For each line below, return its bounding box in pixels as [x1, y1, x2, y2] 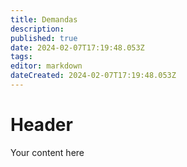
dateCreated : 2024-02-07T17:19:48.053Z [10, 71, 177, 81]
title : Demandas [10, 14, 78, 25]
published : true [10, 33, 78, 43]
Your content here [10, 146, 85, 158]
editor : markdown [10, 61, 83, 71]
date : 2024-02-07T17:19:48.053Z [10, 42, 145, 53]
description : [10, 24, 65, 34]
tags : [10, 52, 33, 62]
